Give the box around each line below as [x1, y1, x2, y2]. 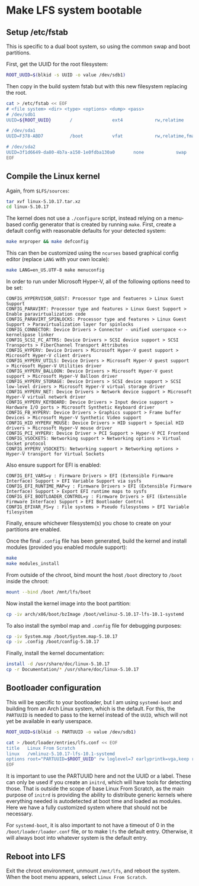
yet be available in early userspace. [6, 717, 93, 724]
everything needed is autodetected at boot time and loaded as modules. [6, 798, 182, 805]
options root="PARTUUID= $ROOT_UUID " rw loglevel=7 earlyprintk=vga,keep [6, 756, 190, 762]
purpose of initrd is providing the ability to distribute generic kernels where [6, 791, 192, 798]
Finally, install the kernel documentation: [6, 650, 105, 657]
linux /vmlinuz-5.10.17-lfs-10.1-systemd [6, 750, 115, 757]
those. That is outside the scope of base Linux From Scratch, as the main [6, 785, 185, 792]
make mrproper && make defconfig [6, 239, 89, 245]
